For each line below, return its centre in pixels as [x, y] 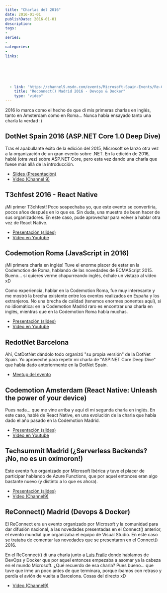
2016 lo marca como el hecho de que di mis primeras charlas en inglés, [78, 110]
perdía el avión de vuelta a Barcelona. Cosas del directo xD [66, 576]
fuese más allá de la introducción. [40, 164]
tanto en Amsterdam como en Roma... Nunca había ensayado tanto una [78, 115]
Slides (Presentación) [34, 174]
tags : [11, 28]
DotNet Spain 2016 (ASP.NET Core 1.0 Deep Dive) [83, 137]
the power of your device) [46, 398]
